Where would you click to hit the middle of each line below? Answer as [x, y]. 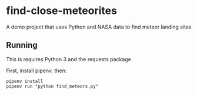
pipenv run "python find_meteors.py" [52, 86]
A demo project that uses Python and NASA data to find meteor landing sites [99, 27]
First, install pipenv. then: [36, 71]
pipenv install [25, 81]
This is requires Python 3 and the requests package [69, 59]
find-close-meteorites [62, 11]
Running [22, 45]
